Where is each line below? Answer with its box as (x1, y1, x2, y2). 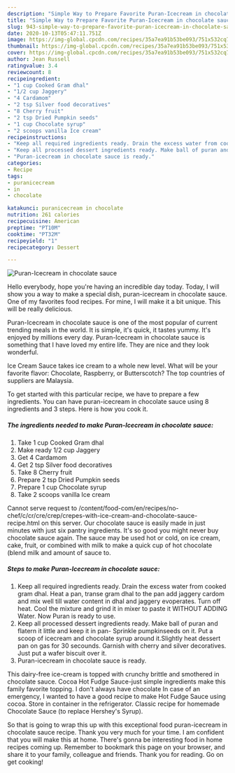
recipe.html (7, 519, 40, 528)
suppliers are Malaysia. (7, 377, 74, 385)
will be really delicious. (7, 305, 73, 313)
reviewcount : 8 (7, 68, 52, 75)
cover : (7, 50, 27, 57)
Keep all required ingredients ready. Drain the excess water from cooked (17, 582, 227, 591)
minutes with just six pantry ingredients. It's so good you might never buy (7, 526, 219, 535)
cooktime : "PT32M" (7, 231, 61, 238)
